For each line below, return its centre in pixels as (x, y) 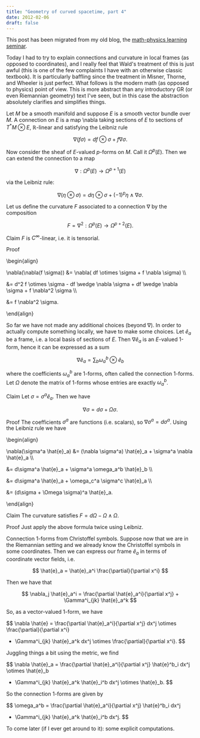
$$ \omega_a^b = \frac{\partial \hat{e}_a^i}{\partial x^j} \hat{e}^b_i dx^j (93, 706)
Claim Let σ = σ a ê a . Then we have (48, 396)
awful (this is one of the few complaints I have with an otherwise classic (95, 70)
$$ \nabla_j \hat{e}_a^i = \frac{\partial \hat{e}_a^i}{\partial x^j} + (100, 594)
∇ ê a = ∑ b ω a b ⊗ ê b (100, 360)
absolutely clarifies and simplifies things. (56, 102)
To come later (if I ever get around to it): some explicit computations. (90, 728)
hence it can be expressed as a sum (65, 347)
